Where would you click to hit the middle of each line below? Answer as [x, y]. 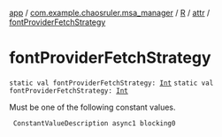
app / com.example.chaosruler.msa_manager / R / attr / [110, 13]
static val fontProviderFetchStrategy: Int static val [111, 83]
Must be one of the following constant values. [92, 107]
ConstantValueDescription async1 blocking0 [94, 123]
